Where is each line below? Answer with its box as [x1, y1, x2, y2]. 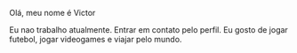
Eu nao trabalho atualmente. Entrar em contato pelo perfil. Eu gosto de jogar [9, 25, 289, 34]
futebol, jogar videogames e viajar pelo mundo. [9, 34, 182, 44]
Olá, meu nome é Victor [9, 8, 96, 18]
